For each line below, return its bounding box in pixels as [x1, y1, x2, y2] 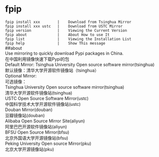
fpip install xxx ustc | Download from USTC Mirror [5, 23, 123, 29]
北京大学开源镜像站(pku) [5, 146, 54, 152]
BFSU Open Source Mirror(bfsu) [5, 129, 70, 135]
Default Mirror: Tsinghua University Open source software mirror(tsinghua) [5, 61, 155, 67]
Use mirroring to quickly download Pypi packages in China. [5, 50, 124, 56]
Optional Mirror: [5, 73, 37, 78]
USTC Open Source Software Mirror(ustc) [5, 95, 89, 101]
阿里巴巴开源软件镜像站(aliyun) [5, 123, 67, 130]
